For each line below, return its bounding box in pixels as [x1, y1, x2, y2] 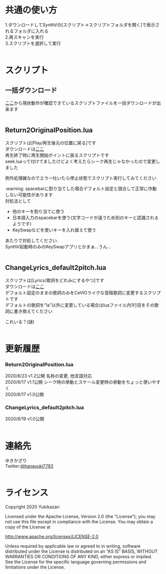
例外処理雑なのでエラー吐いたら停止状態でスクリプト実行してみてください [5, 175, 157, 181]
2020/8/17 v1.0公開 [5, 392, 44, 397]
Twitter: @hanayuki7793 [5, 463, 53, 469]
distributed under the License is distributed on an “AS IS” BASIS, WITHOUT [5, 548, 158, 554]
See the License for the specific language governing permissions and [5, 559, 147, 565]
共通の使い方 [5, 4, 58, 16]
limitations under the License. [5, 564, 65, 570]
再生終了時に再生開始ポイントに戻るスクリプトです [5, 152, 109, 158]
